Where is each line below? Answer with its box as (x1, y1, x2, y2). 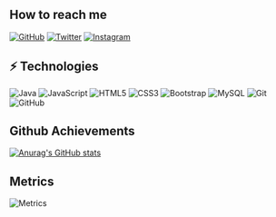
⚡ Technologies (9, 59, 99, 74)
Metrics (9, 173, 54, 189)
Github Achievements (9, 123, 135, 139)
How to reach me (9, 7, 107, 23)
